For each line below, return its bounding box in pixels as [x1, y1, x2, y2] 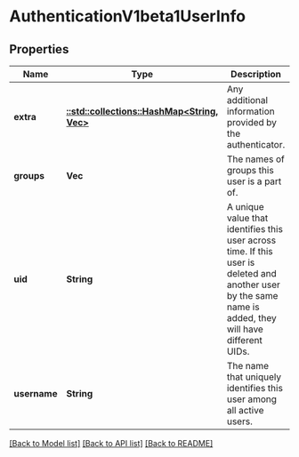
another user [226, 278, 280, 291]
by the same [226, 290, 279, 301]
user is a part [226, 175, 282, 188]
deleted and [226, 268, 278, 279]
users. [226, 415, 254, 428]
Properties [9, 42, 69, 57]
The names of [226, 153, 285, 165]
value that [226, 212, 269, 224]
